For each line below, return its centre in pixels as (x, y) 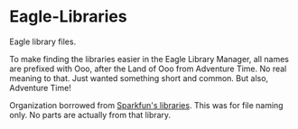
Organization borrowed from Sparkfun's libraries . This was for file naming (146, 105)
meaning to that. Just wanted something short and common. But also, (139, 78)
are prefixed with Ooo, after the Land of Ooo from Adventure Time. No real (148, 69)
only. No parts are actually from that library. (90, 115)
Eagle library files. (43, 41)
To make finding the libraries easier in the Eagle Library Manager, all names (149, 59)
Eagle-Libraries (69, 17)
